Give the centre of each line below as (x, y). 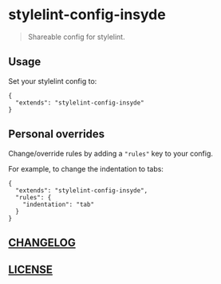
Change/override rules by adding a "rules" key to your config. (111, 153)
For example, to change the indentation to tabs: (86, 168)
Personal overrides (57, 134)
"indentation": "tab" (58, 204)
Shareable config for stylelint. (76, 37)
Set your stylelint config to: (53, 81)
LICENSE (31, 270)
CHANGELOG (42, 242)
